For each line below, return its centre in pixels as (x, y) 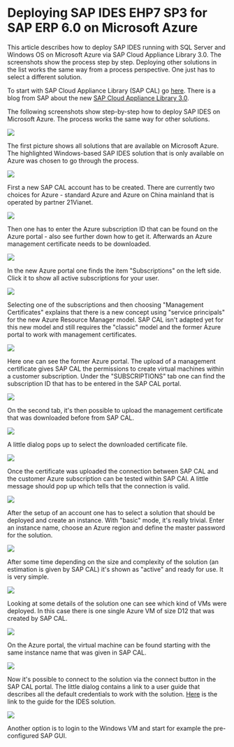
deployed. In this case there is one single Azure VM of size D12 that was (111, 610)
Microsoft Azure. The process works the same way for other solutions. (109, 119)
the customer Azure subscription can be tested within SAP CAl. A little (108, 479)
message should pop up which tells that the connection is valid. (98, 486)
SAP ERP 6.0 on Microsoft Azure (102, 28)
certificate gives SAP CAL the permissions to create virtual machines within (116, 369)
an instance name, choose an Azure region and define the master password (116, 528)
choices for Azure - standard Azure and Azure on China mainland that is (111, 195)
